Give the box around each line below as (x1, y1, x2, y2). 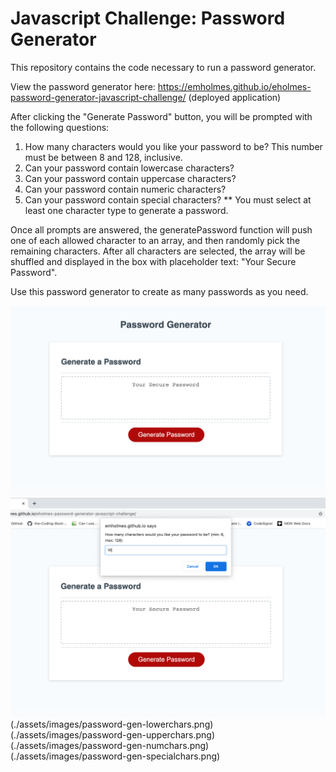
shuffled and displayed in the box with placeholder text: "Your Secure (10, 255, 297, 267)
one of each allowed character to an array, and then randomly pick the (10, 234, 301, 246)
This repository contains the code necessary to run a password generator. (10, 61, 317, 73)
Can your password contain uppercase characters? (24, 172, 237, 184)
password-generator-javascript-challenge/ (10, 91, 187, 103)
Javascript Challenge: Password (10, 7, 286, 30)
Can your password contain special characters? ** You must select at (24, 193, 312, 206)
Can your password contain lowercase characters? (24, 162, 235, 174)
